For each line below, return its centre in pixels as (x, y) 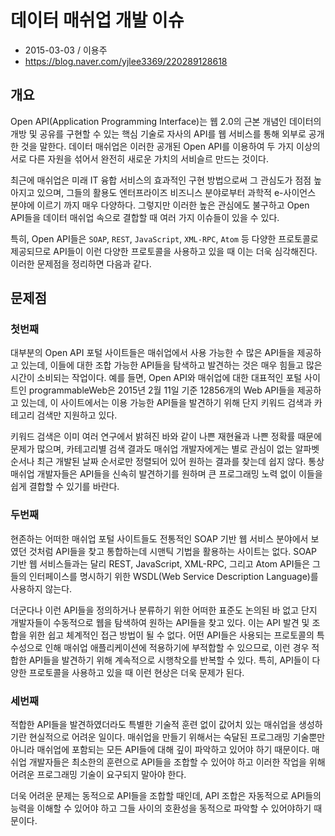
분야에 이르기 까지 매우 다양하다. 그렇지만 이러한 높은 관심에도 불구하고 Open (160, 205)
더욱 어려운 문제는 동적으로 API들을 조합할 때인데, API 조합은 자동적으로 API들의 (166, 796)
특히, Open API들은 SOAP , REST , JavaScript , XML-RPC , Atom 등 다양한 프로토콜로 (164, 238)
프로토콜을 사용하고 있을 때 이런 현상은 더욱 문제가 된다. (136, 672)
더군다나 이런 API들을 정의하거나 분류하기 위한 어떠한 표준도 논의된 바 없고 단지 (164, 610)
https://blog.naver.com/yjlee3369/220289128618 (126, 61)
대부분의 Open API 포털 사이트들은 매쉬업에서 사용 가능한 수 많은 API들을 (152, 353)
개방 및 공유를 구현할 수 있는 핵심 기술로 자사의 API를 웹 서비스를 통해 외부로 (158, 133)
